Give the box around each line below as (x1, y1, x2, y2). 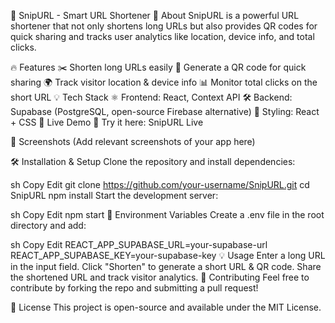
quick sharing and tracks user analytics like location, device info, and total (10, 31, 315, 42)
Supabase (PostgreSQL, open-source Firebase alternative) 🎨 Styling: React (10, 106, 320, 117)
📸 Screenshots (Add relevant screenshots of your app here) (10, 136, 256, 147)
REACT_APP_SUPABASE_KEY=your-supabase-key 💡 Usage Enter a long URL (10, 250, 326, 261)
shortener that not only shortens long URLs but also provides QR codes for (10, 20, 318, 32)
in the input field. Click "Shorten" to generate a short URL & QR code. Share (10, 261, 322, 272)
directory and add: (10, 220, 87, 231)
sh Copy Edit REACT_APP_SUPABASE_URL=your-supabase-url (10, 239, 268, 250)
